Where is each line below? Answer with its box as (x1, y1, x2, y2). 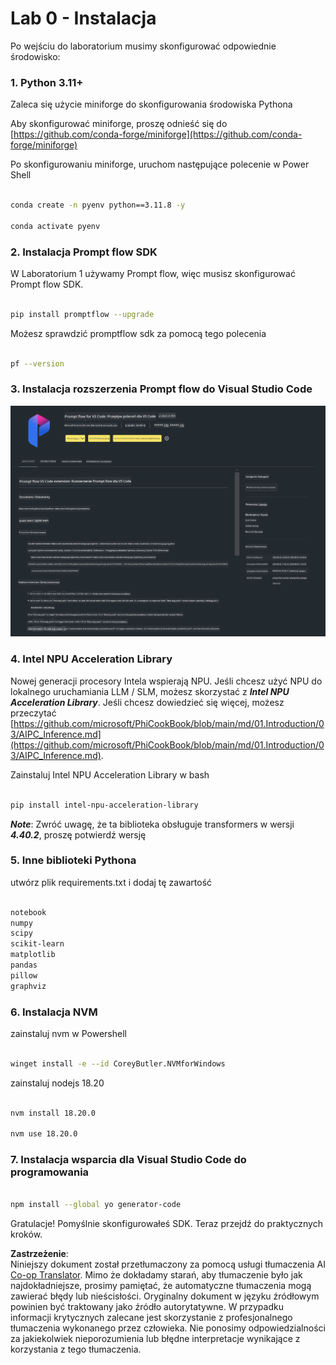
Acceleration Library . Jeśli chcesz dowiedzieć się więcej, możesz (10, 696, 285, 708)
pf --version (10, 358, 65, 369)
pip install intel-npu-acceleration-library (10, 800, 199, 810)
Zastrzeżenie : (10, 1248, 69, 1260)
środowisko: (10, 50, 61, 62)
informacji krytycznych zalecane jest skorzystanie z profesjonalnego (10, 1312, 293, 1324)
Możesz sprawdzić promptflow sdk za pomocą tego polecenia (10, 327, 267, 339)
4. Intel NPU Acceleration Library (10, 652, 173, 666)
